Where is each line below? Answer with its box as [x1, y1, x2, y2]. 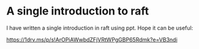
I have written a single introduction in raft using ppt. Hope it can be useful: [6, 24, 193, 31]
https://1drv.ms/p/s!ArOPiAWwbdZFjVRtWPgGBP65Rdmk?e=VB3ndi [6, 36, 178, 43]
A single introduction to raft [6, 4, 149, 18]
